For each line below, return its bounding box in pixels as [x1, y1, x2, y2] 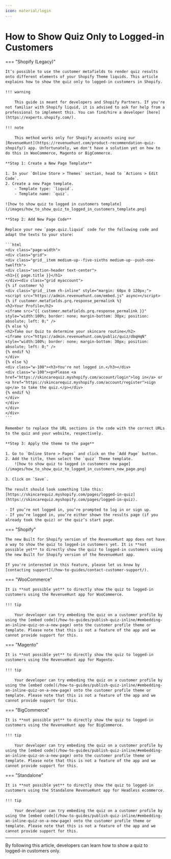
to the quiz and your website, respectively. [5, 431, 103, 436]
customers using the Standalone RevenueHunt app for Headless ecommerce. [5, 788, 165, 793]
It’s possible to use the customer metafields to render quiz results [5, 69, 158, 74]
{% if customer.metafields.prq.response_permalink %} [5, 298, 122, 303]
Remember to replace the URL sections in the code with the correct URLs [5, 425, 165, 431]
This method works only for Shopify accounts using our [14, 135, 136, 140]
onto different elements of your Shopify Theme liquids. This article [5, 74, 158, 79]
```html [5, 242, 22, 247]
